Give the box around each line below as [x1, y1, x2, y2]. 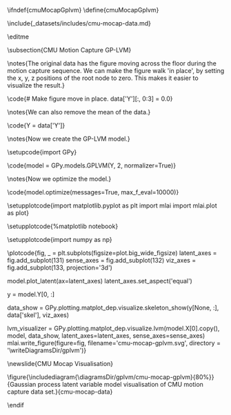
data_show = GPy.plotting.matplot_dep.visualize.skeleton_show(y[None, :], [7, 303, 219, 312]
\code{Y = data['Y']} [7, 121, 66, 130]
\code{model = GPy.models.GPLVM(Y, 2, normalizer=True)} [7, 161, 177, 170]
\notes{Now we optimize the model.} [7, 175, 112, 183]
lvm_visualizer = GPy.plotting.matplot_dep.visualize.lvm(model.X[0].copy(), [7, 324, 220, 332]
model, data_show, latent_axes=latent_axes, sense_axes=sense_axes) [7, 332, 205, 340]
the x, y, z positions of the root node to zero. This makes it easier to [7, 74, 199, 82]
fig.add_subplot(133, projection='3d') [7, 263, 112, 272]
